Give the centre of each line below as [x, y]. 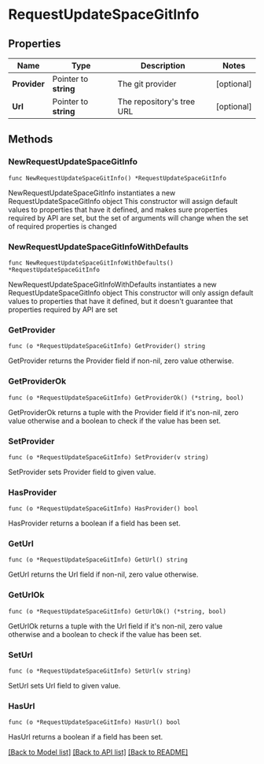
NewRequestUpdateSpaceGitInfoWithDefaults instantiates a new [113, 284]
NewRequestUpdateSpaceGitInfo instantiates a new [92, 193]
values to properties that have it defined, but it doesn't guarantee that [121, 301]
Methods [31, 139]
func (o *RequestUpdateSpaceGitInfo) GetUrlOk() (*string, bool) [117, 611]
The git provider [147, 84]
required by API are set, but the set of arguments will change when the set [128, 217]
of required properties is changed [62, 226]
